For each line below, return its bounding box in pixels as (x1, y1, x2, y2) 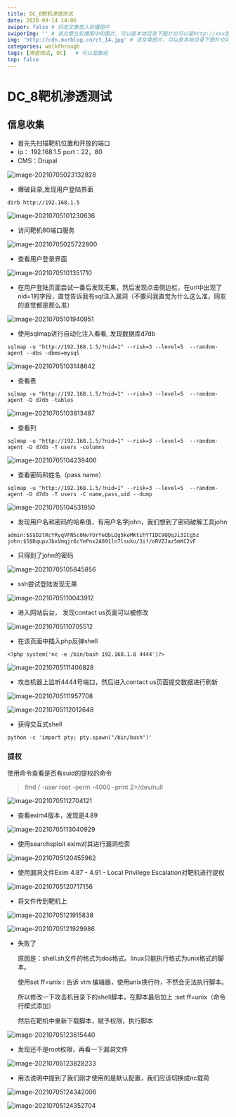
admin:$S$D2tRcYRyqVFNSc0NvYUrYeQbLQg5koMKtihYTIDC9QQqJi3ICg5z (7, 531, 199, 538)
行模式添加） (17, 1002, 55, 1010)
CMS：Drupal (17, 156, 58, 165)
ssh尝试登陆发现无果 (17, 579, 77, 588)
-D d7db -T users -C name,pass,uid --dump (25, 491, 152, 498)
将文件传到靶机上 (17, 897, 67, 905)
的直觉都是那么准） (17, 301, 74, 309)
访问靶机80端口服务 (17, 226, 75, 234)
